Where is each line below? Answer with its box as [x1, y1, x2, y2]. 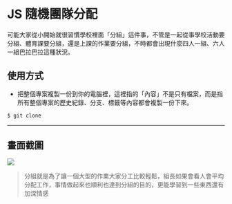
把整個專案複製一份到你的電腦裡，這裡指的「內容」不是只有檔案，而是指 [17, 89, 223, 98]
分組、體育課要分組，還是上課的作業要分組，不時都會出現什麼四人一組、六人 [7, 39, 225, 47]
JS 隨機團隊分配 [7, 6, 98, 22]
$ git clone [7, 112, 41, 119]
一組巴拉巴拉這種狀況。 [7, 48, 74, 56]
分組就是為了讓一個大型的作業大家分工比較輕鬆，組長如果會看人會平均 [23, 172, 224, 180]
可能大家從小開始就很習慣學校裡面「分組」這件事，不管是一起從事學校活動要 [7, 30, 225, 39]
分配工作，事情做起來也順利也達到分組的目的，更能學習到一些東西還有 [23, 180, 224, 189]
